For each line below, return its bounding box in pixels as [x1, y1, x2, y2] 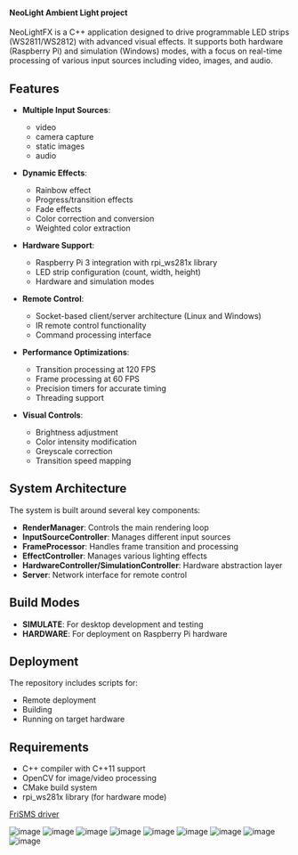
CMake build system [21, 782, 98, 793]
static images [35, 141, 85, 151]
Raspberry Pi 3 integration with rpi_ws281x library [35, 257, 218, 268]
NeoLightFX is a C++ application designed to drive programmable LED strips [9, 27, 290, 37]
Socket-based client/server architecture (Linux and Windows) [35, 311, 262, 322]
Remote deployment [21, 695, 96, 705]
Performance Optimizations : [21, 347, 130, 358]
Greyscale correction [35, 446, 113, 457]
